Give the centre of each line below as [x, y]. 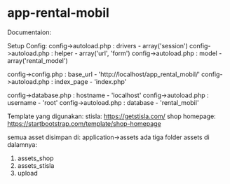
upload [28, 173]
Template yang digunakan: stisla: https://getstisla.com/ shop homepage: [111, 116]
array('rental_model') [38, 60]
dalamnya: [22, 144]
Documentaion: [29, 32]
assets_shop [35, 158]
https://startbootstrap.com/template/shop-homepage [84, 123]
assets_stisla [36, 165]
